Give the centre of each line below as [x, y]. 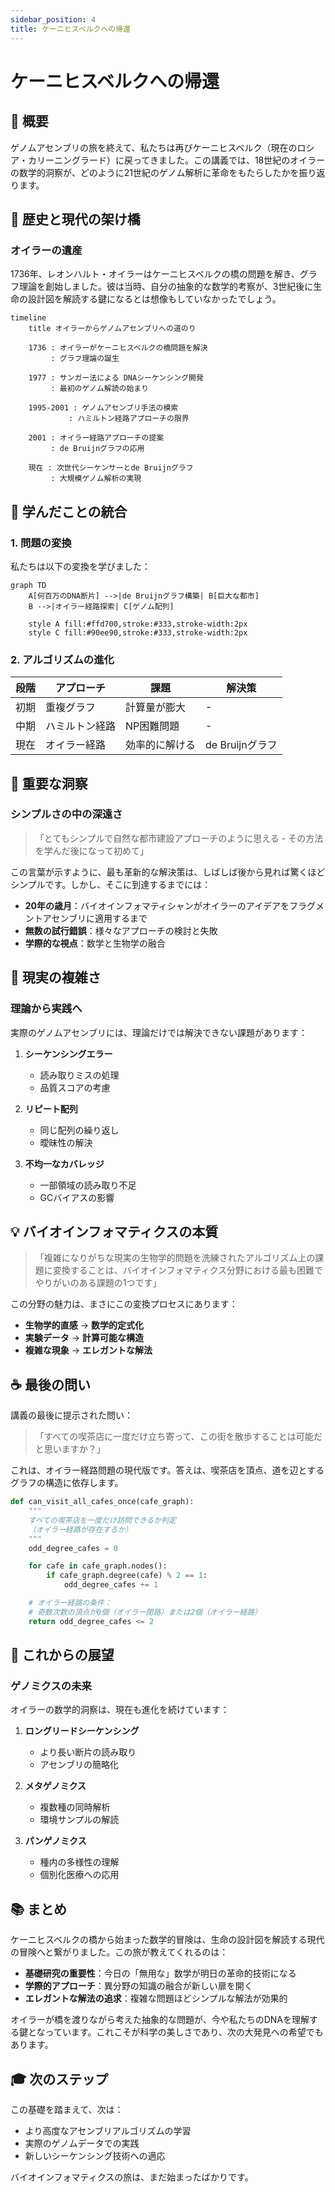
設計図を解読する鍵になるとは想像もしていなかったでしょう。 [154, 299]
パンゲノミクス [55, 1841]
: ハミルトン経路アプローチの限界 [129, 419]
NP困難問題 [152, 726]
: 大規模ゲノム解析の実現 [96, 479]
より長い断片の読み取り [88, 1752]
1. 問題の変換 [41, 543]
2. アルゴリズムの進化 [62, 659]
